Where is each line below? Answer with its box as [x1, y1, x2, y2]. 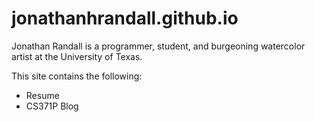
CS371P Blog [25, 100, 79, 112]
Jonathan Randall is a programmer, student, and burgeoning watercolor [11, 40, 306, 52]
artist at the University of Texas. [11, 50, 143, 62]
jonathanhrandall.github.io [11, 7, 239, 30]
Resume [25, 89, 60, 101]
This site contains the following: [11, 70, 143, 82]
